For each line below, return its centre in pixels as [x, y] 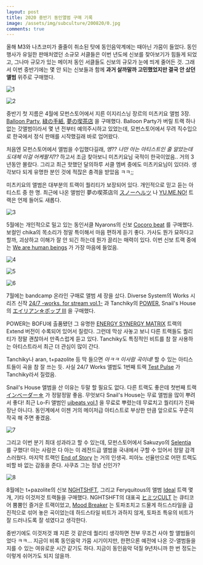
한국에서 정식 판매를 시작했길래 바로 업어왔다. [66, 137]
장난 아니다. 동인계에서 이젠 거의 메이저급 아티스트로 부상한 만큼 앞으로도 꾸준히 [100, 410]
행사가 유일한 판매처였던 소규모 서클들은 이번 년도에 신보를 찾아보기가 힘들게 [96, 55]
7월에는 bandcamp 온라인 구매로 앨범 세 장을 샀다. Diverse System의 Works [98, 296]
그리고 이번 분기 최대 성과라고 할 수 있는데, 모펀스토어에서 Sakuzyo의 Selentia [99, 442]
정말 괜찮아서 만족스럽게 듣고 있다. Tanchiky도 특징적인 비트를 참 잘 [97, 339]
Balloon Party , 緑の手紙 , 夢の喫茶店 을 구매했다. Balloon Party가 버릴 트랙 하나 [101, 121]
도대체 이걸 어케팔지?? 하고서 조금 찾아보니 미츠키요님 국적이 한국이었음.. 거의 [98, 157]
